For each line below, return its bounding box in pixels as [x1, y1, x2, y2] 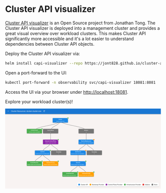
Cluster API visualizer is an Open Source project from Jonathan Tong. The [5, 20, 156, 26]
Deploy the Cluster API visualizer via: [5, 51, 81, 57]
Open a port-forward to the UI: [5, 69, 68, 75]
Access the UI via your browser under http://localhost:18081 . [5, 89, 128, 95]
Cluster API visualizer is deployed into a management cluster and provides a [5, 25, 160, 31]
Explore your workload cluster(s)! [5, 98, 73, 105]
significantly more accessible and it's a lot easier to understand [5, 36, 134, 42]
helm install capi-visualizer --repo [5, 61, 83, 65]
